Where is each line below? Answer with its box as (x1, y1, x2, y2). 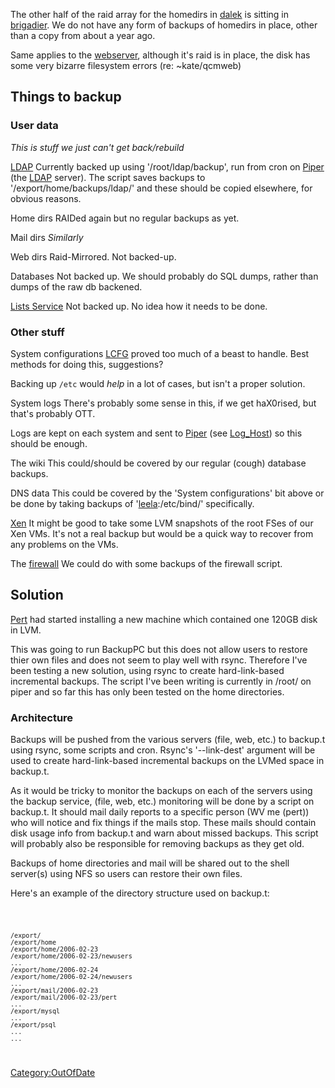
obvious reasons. (10, 192, 82, 204)
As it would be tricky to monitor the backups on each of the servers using (10, 785, 313, 797)
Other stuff (10, 325, 65, 339)
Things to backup (10, 89, 122, 106)
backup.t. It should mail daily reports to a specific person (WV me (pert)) (10, 806, 310, 818)
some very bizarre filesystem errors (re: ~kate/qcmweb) (10, 60, 242, 71)
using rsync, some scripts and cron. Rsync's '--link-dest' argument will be (10, 744, 316, 756)
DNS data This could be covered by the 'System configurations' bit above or (10, 487, 325, 499)
